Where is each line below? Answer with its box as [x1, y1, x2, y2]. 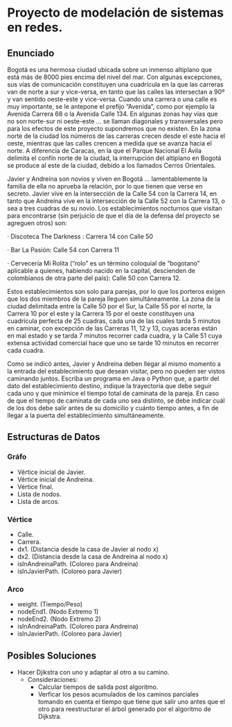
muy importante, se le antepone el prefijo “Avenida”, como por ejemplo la [7, 103, 215, 110]
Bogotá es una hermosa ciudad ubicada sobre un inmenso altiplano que [7, 66, 213, 73]
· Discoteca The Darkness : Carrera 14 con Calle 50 [7, 232, 154, 240]
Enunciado [7, 47, 55, 59]
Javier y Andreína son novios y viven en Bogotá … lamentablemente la [7, 175, 208, 183]
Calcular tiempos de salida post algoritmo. [37, 683, 159, 691]
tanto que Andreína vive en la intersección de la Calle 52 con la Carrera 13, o [7, 197, 225, 205]
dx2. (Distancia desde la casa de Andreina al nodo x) [17, 552, 168, 561]
